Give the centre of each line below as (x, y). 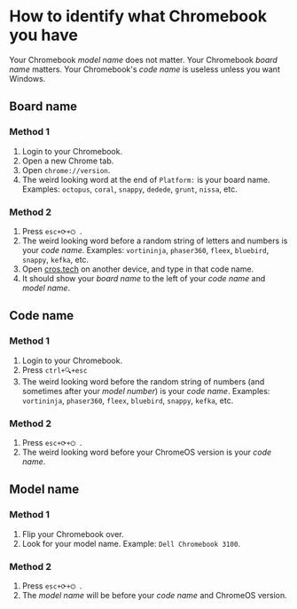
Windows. (27, 78)
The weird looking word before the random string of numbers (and (143, 381)
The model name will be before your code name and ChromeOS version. (155, 595)
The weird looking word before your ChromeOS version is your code (147, 452)
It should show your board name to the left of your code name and (144, 278)
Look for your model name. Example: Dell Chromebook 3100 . (131, 543)
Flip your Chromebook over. (73, 534)
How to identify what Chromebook (138, 16)
